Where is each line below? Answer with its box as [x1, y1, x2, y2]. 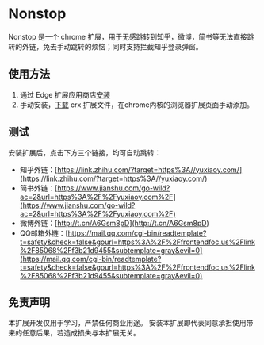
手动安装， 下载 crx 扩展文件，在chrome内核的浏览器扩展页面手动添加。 [19, 100, 254, 109]
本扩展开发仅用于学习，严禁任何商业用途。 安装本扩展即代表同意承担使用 [8, 318, 247, 328]
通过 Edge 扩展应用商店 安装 [19, 90, 111, 99]
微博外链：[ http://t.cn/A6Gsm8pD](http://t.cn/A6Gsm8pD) [19, 218, 210, 228]
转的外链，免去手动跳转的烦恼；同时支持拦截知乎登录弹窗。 [8, 41, 203, 52]
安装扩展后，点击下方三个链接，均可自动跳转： [8, 148, 161, 157]
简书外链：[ [19, 183, 58, 193]
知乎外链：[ [19, 164, 58, 174]
